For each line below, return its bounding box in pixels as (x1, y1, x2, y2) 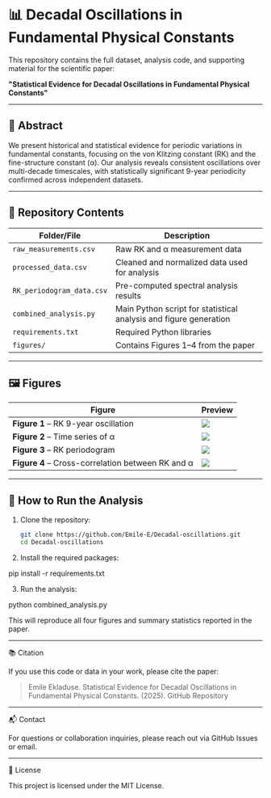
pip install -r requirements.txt (8, 568, 105, 578)
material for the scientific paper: (8, 63, 115, 73)
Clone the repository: (19, 515, 91, 525)
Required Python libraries (115, 326, 211, 337)
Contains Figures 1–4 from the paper (115, 340, 256, 351)
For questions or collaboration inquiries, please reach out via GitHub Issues (8, 733, 258, 743)
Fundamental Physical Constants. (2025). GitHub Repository (27, 690, 228, 700)
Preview (201, 404, 234, 416)
